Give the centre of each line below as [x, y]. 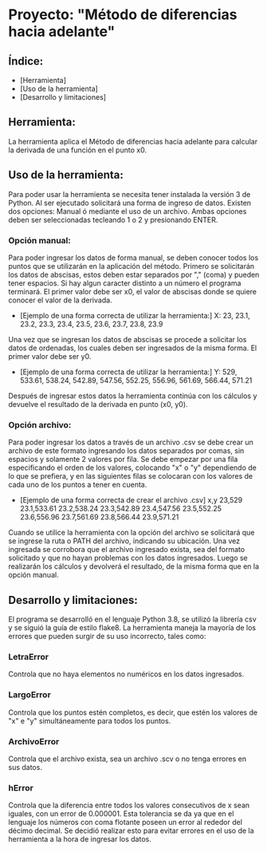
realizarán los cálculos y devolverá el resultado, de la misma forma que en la [134, 566]
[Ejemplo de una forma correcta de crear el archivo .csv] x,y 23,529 [131, 500]
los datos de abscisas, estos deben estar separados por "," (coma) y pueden [134, 274]
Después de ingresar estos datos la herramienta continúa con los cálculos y [133, 396]
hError [21, 787]
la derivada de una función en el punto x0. [78, 150]
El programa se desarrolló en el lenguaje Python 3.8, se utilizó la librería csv [132, 619]
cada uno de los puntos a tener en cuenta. [78, 485]
